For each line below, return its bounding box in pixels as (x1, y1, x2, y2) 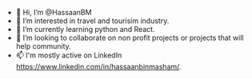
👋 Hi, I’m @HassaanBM (15, 8, 92, 17)
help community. (15, 41, 72, 51)
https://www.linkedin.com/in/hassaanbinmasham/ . (15, 62, 182, 71)
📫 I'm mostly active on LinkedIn (15, 50, 122, 60)
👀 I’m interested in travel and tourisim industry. (15, 16, 170, 26)
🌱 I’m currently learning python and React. (15, 25, 155, 34)
